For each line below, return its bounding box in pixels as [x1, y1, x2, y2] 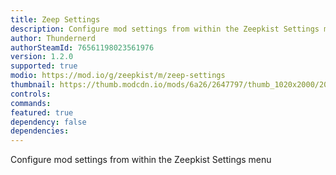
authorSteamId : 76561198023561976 [10, 42, 155, 53]
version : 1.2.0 [10, 52, 74, 62]
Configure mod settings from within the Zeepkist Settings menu [10, 154, 272, 166]
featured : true [10, 107, 74, 118]
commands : [10, 98, 52, 108]
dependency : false [10, 117, 87, 127]
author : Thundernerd [10, 33, 97, 43]
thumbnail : [10, 80, 56, 90]
